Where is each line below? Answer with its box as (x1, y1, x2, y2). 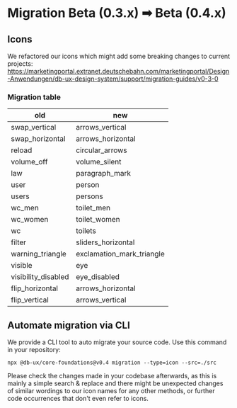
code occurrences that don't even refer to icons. (7, 395, 149, 403)
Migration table (7, 92, 62, 102)
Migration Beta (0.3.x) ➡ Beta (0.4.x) (7, 5, 226, 21)
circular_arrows (76, 145, 127, 155)
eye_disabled (76, 272, 120, 282)
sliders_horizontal (76, 237, 135, 247)
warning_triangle (11, 249, 67, 259)
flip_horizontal (11, 283, 59, 293)
